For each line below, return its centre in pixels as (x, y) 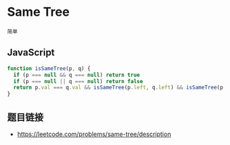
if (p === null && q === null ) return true (76, 75)
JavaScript (31, 53)
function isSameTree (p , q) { (49, 68)
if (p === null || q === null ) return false (78, 81)
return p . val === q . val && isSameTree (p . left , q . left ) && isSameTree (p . (120, 88)
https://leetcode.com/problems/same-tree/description (94, 134)
